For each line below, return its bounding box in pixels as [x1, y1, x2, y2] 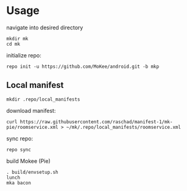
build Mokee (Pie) [6, 157, 51, 165]
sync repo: [6, 135, 34, 142]
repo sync [6, 146, 32, 153]
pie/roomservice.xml [6, 124, 59, 130]
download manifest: [6, 107, 56, 114]
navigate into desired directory [6, 24, 83, 31]
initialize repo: [6, 51, 41, 59]
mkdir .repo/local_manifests [6, 96, 80, 103]
